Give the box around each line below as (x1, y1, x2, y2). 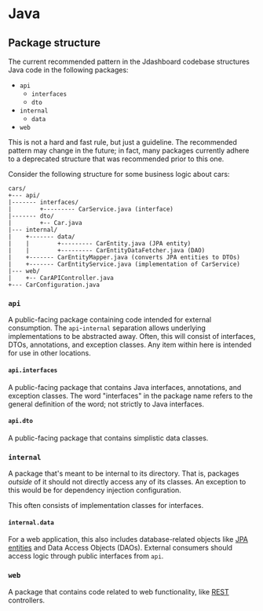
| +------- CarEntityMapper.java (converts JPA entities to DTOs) (8, 253, 241, 261)
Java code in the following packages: (8, 65, 129, 75)
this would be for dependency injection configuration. (8, 485, 182, 495)
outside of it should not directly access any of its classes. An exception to (8, 477, 247, 486)
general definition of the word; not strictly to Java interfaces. (8, 399, 205, 409)
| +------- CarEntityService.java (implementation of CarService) (8, 260, 241, 268)
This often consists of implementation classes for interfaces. (8, 501, 204, 510)
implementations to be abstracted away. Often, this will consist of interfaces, (8, 332, 256, 341)
